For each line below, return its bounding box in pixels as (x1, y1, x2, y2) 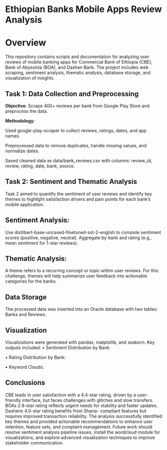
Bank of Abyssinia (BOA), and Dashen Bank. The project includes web (5, 64, 149, 71)
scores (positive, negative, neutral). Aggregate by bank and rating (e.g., (5, 235, 152, 241)
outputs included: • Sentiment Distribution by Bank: (5, 345, 111, 350)
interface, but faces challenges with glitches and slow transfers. (22, 397, 154, 403)
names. (5, 133, 20, 139)
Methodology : (5, 118, 35, 124)
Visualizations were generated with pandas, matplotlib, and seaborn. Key (5, 339, 155, 345)
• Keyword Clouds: (5, 364, 44, 370)
